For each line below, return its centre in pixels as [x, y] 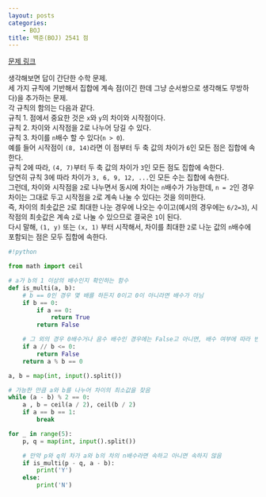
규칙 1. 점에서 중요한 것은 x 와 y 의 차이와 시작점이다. [87, 118]
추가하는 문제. [47, 98]
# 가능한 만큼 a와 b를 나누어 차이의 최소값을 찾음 [79, 390]
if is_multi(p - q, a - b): [68, 463]
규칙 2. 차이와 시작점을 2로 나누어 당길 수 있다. [80, 128]
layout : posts [32, 15]
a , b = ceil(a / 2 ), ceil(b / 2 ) [79, 405]
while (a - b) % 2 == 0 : [49, 398]
